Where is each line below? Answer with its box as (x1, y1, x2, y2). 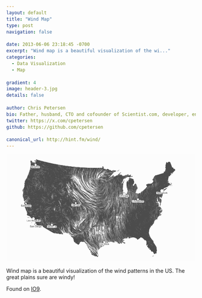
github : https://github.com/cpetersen (6, 124, 103, 130)
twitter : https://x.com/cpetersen (6, 117, 93, 123)
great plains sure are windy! (6, 273, 75, 281)
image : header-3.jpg (6, 86, 58, 92)
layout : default (6, 10, 47, 16)
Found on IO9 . (6, 285, 41, 292)
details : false (6, 92, 44, 99)
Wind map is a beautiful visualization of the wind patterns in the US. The (6, 267, 185, 274)
